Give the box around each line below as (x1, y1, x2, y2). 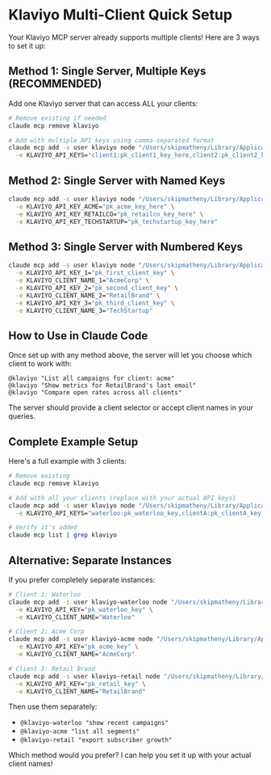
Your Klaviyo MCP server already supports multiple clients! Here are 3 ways (8, 32, 260, 42)
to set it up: (8, 40, 46, 50)
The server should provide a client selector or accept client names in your (8, 402, 254, 413)
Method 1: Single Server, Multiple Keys (8, 65, 206, 78)
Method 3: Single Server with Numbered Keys (8, 240, 244, 254)
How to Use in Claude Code (8, 329, 148, 343)
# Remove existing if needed (8, 114, 106, 122)
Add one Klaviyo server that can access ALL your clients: (8, 99, 198, 108)
